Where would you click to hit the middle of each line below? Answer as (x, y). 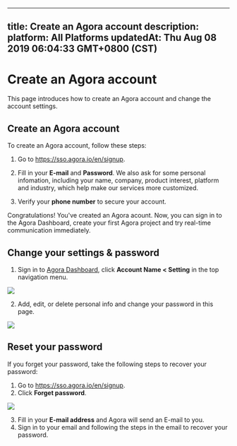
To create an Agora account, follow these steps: (77, 146)
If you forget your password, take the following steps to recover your (107, 364)
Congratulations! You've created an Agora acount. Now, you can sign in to (115, 216)
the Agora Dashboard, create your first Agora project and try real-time (109, 223)
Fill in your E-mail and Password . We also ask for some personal (111, 173)
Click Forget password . (52, 392)
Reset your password (55, 347)
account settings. (32, 106)
